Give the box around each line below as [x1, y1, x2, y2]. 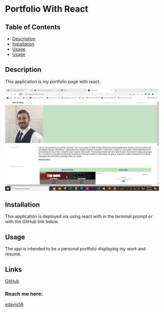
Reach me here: [5, 290, 43, 297]
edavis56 [5, 302, 24, 308]
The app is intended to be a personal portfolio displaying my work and [5, 246, 146, 252]
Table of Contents [5, 23, 61, 31]
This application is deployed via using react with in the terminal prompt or [5, 214, 153, 220]
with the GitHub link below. [5, 219, 59, 224]
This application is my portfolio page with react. [5, 78, 101, 84]
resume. [5, 251, 22, 257]
